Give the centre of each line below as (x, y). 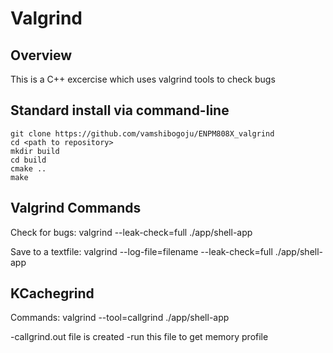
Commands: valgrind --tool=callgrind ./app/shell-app (120, 318)
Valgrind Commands (76, 208)
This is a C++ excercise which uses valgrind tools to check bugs (143, 79)
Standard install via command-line (120, 110)
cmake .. (28, 168)
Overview (41, 55)
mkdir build (35, 151)
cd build (28, 160)
